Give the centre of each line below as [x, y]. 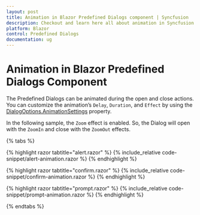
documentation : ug [29, 40]
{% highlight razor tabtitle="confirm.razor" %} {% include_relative [87, 170]
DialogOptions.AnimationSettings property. [59, 111]
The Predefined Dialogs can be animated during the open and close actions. [100, 98]
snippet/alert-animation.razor [43, 159]
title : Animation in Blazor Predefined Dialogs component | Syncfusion [97, 17]
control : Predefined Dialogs [43, 34]
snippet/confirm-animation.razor [46, 177]
